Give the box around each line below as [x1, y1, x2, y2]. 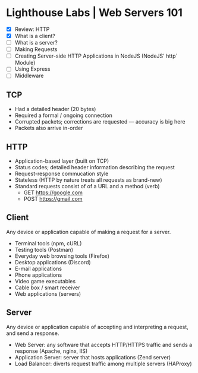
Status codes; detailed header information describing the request [14, 164, 175, 170]
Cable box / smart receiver [14, 284, 80, 291]
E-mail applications [14, 265, 62, 272]
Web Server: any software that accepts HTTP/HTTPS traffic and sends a [14, 341, 193, 348]
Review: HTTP [14, 26, 50, 33]
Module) [14, 59, 36, 67]
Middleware [14, 72, 44, 80]
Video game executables [14, 277, 76, 285]
